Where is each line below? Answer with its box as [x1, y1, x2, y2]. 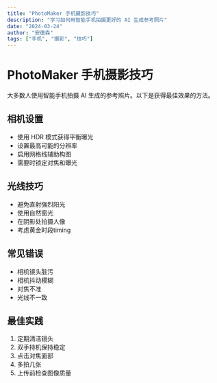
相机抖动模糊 [16, 276, 53, 284]
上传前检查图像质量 [16, 369, 72, 378]
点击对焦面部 [16, 351, 53, 360]
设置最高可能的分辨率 [16, 141, 77, 150]
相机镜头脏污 [16, 267, 53, 275]
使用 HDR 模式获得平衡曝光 [16, 132, 94, 141]
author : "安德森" [7, 29, 53, 36]
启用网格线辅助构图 [16, 150, 72, 158]
